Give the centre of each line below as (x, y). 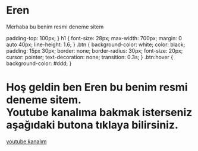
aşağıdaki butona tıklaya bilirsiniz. (92, 125)
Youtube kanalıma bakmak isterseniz (99, 113)
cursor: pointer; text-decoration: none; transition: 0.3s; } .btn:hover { (90, 57)
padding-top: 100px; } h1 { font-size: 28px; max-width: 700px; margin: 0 (94, 38)
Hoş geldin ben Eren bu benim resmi (97, 87)
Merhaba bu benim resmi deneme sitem (55, 27)
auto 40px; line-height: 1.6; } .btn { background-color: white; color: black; (96, 44)
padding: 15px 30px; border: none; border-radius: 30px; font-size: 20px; (95, 50)
